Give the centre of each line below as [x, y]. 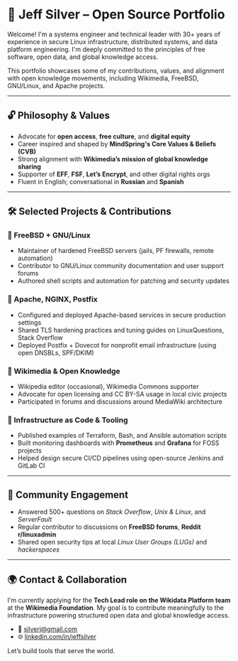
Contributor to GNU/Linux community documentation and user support [121, 266]
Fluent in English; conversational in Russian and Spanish [101, 181]
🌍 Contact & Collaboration [67, 580]
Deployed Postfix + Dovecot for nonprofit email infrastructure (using [117, 345]
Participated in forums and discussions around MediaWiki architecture [120, 402]
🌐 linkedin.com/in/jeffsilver [57, 636]
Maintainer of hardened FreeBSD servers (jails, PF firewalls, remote [116, 251]
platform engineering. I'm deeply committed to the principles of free [106, 49]
